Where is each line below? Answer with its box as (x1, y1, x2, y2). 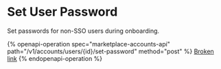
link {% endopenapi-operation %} (7, 54, 103, 62)
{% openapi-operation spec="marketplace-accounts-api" (7, 40, 170, 48)
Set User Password (7, 4, 118, 20)
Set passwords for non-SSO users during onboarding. (7, 27, 160, 35)
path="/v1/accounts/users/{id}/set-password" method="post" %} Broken (7, 47, 214, 55)
